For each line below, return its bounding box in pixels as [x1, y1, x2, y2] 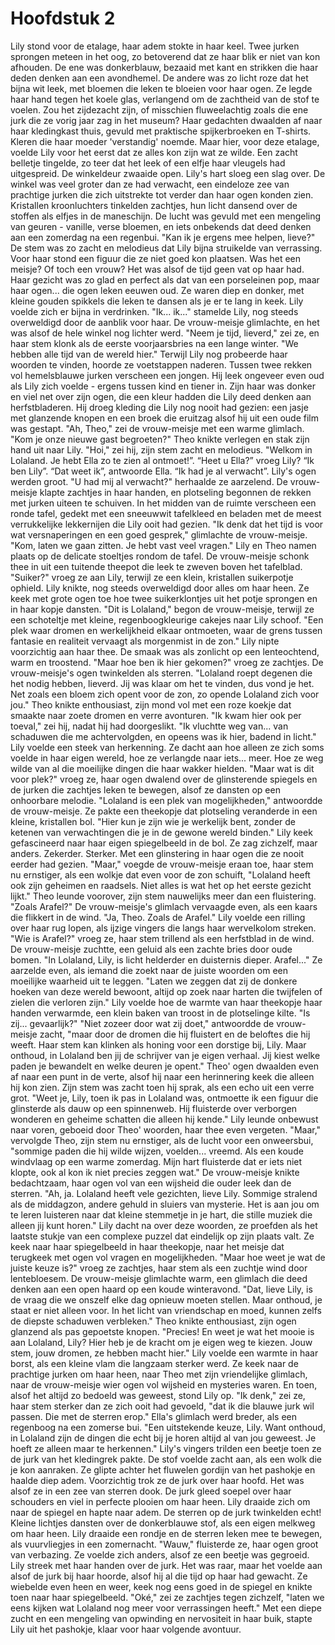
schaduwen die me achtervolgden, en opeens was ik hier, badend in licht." [10, 730, 317, 742]
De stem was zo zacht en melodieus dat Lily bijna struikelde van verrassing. [10, 242, 323, 254]
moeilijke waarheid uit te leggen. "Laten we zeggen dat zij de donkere [10, 975, 298, 987]
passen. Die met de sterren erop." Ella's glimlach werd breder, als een [10, 1410, 298, 1422]
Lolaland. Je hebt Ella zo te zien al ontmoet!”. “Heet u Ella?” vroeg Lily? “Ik [10, 454, 315, 466]
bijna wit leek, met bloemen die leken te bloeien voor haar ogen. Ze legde [10, 82, 313, 94]
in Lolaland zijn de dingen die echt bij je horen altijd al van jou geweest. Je [10, 1432, 317, 1444]
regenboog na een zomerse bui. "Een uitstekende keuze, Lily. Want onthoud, [10, 1421, 326, 1433]
